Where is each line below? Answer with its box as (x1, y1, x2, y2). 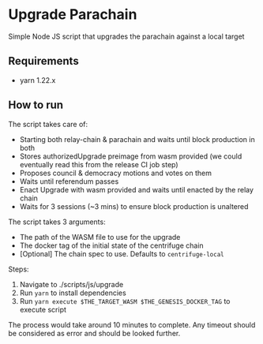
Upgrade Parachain (8, 6, 137, 24)
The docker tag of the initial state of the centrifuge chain (19, 241, 204, 250)
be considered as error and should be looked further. (8, 328, 181, 338)
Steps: (8, 264, 29, 274)
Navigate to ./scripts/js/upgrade (19, 279, 124, 289)
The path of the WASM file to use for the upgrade (19, 232, 181, 241)
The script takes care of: (8, 119, 88, 129)
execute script (19, 305, 67, 314)
